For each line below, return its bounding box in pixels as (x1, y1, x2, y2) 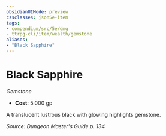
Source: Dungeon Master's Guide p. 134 (6, 122, 105, 129)
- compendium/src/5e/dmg (6, 25, 68, 32)
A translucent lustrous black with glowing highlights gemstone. (6, 111, 161, 118)
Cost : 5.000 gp (14, 99, 53, 107)
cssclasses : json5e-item (6, 14, 68, 20)
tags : (6, 20, 20, 26)
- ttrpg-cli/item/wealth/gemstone (6, 31, 93, 37)
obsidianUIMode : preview (6, 8, 68, 15)
